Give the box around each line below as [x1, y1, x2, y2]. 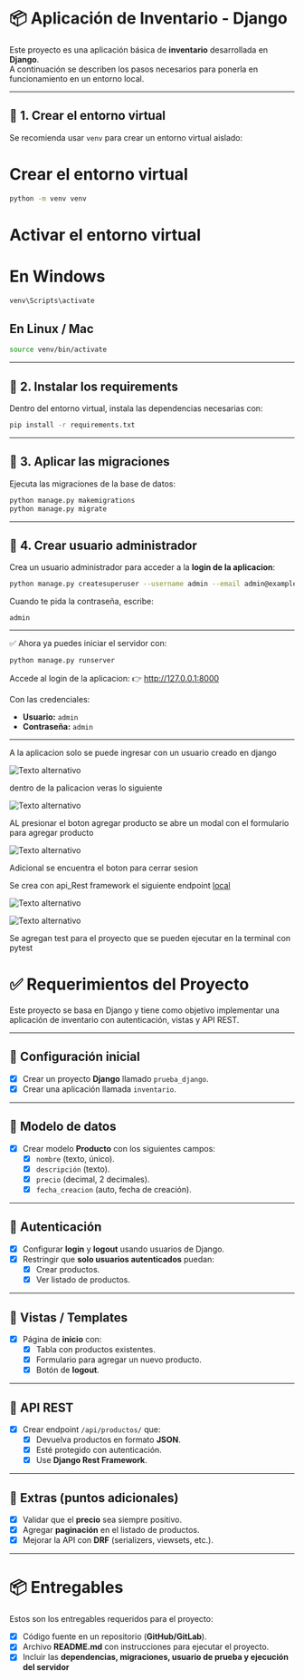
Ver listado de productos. [35, 1274, 131, 1285]
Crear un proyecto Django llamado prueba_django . [22, 1073, 210, 1084]
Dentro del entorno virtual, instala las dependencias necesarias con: [9, 403, 263, 414]
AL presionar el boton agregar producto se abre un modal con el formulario [9, 818, 290, 829]
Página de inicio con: [22, 1333, 102, 1344]
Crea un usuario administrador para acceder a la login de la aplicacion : [9, 562, 276, 573]
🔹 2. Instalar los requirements [9, 378, 178, 394]
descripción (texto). [35, 1164, 110, 1174]
